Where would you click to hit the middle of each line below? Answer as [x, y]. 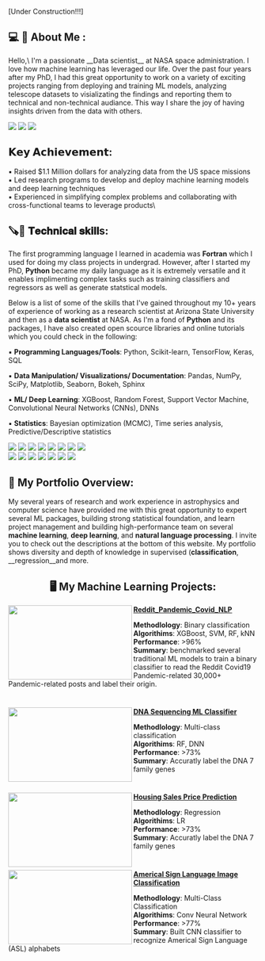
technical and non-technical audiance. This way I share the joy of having [127, 102]
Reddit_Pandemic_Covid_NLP [183, 610]
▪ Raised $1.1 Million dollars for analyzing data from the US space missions [129, 171]
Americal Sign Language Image [186, 874]
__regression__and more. [49, 561]
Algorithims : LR [159, 821]
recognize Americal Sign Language [190, 940]
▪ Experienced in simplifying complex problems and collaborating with [123, 197]
